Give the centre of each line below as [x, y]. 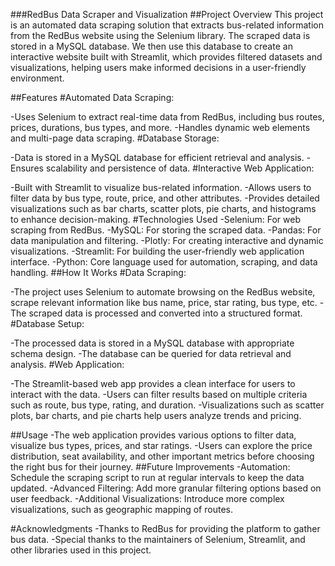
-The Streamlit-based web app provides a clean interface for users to [153, 383]
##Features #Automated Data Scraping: [92, 97]
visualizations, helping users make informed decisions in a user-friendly [158, 67]
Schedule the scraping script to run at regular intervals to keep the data [157, 477]
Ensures [27, 168]
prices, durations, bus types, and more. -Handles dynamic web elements [160, 127]
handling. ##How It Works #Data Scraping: [98, 272]
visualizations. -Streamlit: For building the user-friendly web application [157, 251]
